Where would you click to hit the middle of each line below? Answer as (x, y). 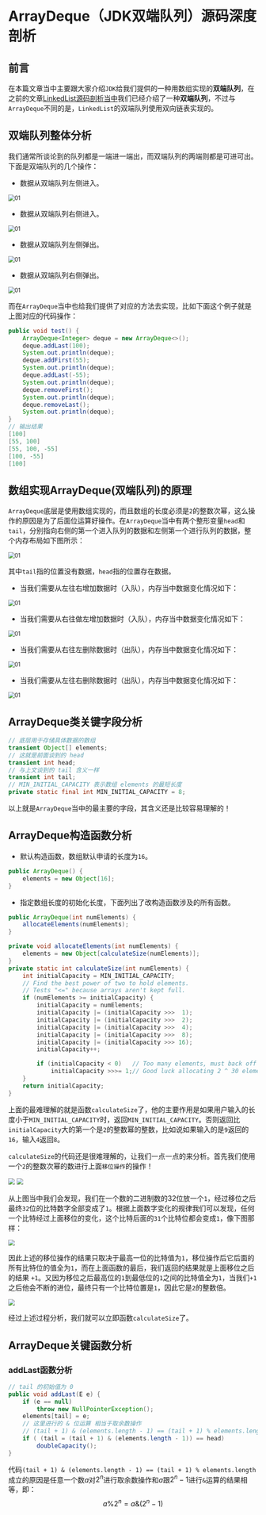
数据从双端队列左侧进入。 (61, 182)
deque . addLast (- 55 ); (56, 375)
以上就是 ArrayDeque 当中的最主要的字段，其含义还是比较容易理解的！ (120, 808)
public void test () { (44, 331)
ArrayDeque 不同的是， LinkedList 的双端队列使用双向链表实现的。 (113, 108)
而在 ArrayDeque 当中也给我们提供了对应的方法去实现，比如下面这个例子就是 (130, 305)
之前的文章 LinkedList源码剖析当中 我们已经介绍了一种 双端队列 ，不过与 (122, 98)
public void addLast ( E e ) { (55, 1394)
